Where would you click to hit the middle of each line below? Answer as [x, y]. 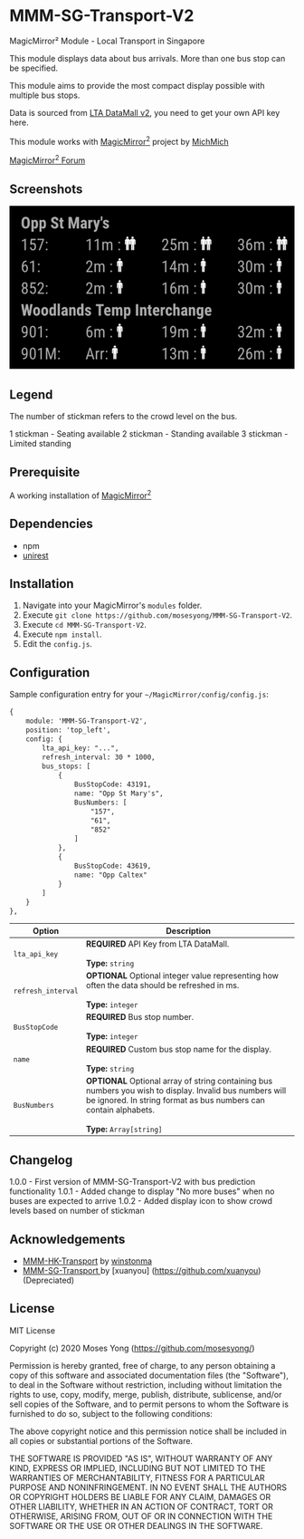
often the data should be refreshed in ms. [162, 986]
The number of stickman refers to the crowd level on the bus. [123, 417]
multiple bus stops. [45, 95]
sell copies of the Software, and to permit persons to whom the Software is [149, 1404]
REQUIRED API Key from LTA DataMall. [157, 944]
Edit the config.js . [57, 644]
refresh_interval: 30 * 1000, [99, 757]
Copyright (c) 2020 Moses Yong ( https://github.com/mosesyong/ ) [132, 1348]
